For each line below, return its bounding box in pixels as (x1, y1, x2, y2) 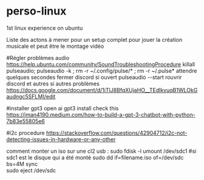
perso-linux (6, 4, 67, 18)
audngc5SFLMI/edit (6, 93, 56, 100)
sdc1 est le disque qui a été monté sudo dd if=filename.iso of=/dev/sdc (6, 153, 184, 161)
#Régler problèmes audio (6, 54, 70, 61)
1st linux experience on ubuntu (6, 24, 83, 32)
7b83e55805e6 (6, 117, 46, 125)
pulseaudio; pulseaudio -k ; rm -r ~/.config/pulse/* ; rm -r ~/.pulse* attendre (6, 67, 197, 74)
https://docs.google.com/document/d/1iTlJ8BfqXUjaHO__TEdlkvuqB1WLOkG (6, 86, 198, 93)
